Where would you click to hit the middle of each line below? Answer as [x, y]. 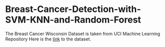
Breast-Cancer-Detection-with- [73, 9]
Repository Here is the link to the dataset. [48, 39]
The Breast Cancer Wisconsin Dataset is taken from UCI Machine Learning [83, 33]
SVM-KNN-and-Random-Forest [73, 20]
